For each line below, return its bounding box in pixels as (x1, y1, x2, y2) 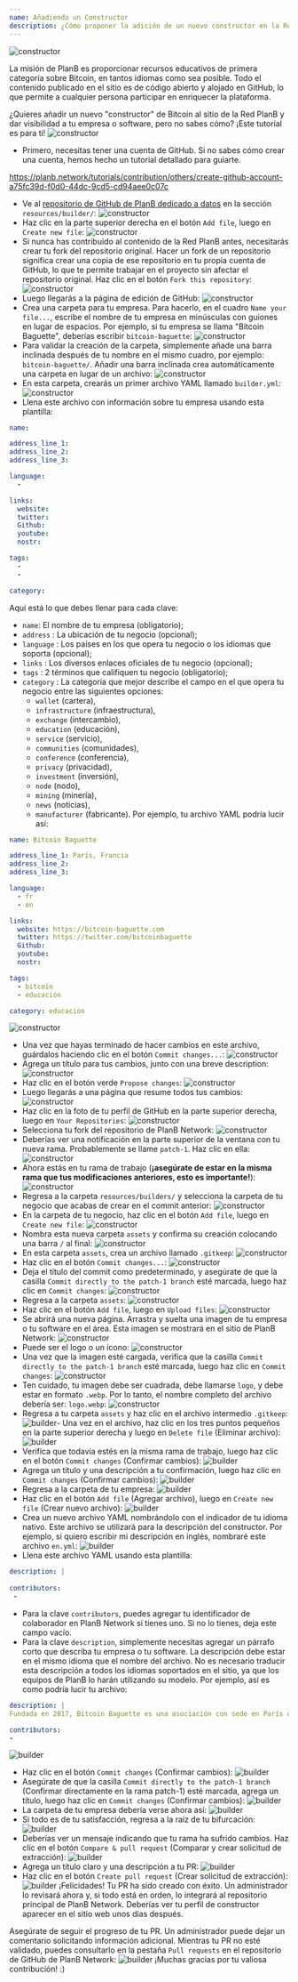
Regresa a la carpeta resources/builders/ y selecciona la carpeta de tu (21, 1191, 284, 1202)
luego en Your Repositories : (21, 1116, 127, 1126)
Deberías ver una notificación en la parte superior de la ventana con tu (21, 1134, 281, 1145)
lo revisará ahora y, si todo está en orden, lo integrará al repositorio (21, 1889, 268, 1900)
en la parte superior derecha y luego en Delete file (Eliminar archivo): (21, 1427, 281, 1438)
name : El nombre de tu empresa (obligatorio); (21, 619, 184, 630)
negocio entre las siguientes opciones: (21, 686, 164, 697)
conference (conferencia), (35, 752, 129, 762)
